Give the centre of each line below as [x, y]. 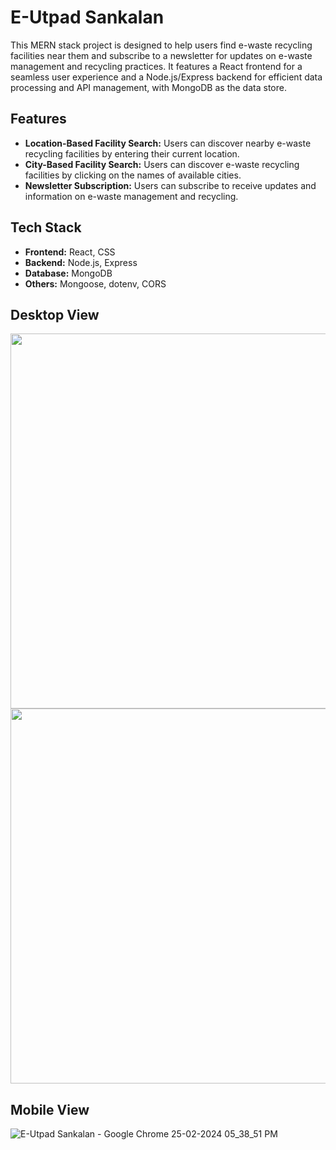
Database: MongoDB [68, 273]
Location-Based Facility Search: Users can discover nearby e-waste [168, 143]
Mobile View [50, 1109]
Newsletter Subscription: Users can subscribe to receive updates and [170, 185]
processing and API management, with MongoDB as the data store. [148, 87]
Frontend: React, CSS [70, 252]
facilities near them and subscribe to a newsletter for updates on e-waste [161, 55]
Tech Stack [46, 227]
